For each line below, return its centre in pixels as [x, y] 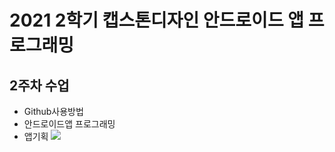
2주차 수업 [39, 85]
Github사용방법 [53, 111]
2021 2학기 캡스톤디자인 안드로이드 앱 [157, 20]
